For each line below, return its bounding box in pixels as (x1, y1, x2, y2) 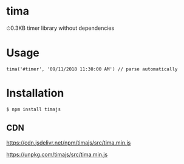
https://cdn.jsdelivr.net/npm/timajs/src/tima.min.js (6, 138, 131, 146)
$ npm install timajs (6, 106, 61, 112)
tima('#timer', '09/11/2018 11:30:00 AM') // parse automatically (6, 66, 178, 72)
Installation (6, 86, 64, 100)
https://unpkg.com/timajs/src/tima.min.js (6, 151, 108, 158)
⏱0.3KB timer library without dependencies (6, 24, 115, 32)
